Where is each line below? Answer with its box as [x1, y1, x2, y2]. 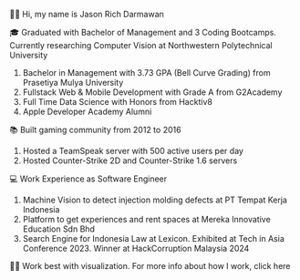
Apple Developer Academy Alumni [22, 106, 152, 117]
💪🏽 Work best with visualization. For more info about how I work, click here [9, 261, 291, 271]
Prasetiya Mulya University [22, 78, 124, 88]
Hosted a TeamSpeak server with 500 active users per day [22, 146, 244, 156]
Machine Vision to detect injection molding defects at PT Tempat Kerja [22, 194, 287, 205]
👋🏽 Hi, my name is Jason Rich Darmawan [9, 9, 164, 19]
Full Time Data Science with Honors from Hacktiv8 [22, 97, 212, 107]
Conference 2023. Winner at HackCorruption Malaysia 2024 [22, 243, 250, 254]
